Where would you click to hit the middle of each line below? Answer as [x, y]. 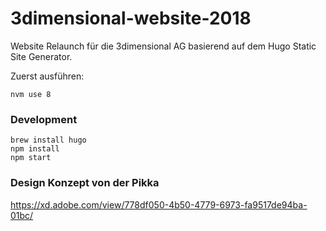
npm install [35, 149]
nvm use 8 [31, 94]
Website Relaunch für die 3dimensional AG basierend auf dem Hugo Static [163, 46]
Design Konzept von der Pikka [85, 183]
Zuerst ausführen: [47, 76]
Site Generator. [41, 56]
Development [44, 119]
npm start [31, 158]
